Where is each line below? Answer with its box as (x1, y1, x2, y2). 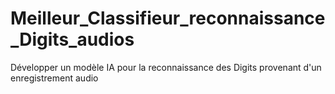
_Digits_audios (10, 28, 135, 51)
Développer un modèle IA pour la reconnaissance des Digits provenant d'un (10, 61, 322, 73)
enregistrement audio (10, 72, 99, 84)
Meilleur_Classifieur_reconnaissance (10, 7, 326, 30)
